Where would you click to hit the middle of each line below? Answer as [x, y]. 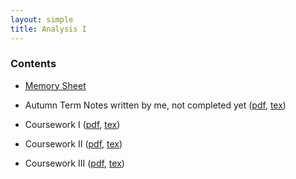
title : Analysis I [48, 29]
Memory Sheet [55, 85]
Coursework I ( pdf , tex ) [72, 124]
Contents [33, 64]
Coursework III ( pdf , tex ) [74, 163]
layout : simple [42, 19]
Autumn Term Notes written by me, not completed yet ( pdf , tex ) [155, 105]
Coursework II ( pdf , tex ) [73, 143]
